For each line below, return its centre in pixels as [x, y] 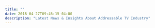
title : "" [15, 9]
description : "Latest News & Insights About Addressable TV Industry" [78, 18]
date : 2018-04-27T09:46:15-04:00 [39, 14]
